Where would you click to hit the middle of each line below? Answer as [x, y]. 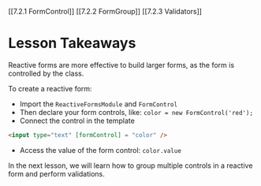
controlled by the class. [46, 73]
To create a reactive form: [50, 88]
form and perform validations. [56, 173]
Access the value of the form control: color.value [100, 150]
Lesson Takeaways [72, 43]
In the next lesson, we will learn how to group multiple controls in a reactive [130, 166]
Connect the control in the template [77, 121]
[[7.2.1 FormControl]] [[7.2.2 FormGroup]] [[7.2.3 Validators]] [105, 11]
